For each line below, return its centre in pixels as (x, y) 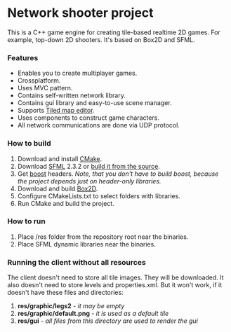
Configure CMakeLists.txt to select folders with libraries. (99, 196)
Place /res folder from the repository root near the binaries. (103, 237)
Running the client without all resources (77, 262)
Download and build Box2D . (58, 188)
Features (23, 57)
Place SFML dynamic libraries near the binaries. (86, 244)
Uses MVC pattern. (45, 88)
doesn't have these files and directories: (66, 293)
